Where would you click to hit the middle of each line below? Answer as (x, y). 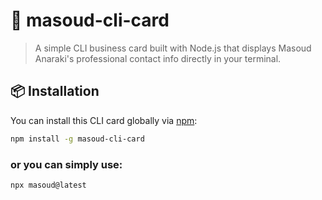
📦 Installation (55, 91)
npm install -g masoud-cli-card (77, 139)
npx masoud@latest (48, 185)
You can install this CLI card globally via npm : (104, 120)
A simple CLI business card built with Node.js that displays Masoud (173, 48)
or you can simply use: (66, 164)
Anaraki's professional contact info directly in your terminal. (158, 58)
